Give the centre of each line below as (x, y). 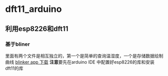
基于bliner (18, 44)
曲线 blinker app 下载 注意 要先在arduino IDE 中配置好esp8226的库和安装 (80, 62)
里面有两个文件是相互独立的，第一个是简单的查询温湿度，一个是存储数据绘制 (84, 56)
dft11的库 (14, 68)
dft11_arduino (34, 9)
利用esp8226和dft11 (37, 29)
